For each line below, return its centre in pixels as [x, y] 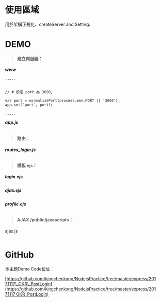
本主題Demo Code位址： [30, 269]
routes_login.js [20, 150]
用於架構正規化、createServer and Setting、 [49, 24]
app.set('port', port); [29, 105]
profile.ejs [16, 204]
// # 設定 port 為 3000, [29, 92]
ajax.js [11, 231]
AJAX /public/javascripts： [45, 220]
